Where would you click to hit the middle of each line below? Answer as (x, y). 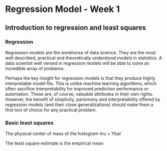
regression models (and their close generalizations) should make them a (79, 104)
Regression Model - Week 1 (63, 9)
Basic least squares (29, 123)
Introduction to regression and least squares (76, 28)
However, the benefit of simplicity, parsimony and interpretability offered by (83, 99)
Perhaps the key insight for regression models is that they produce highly (80, 78)
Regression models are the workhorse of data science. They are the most (81, 52)
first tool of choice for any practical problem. (51, 110)
